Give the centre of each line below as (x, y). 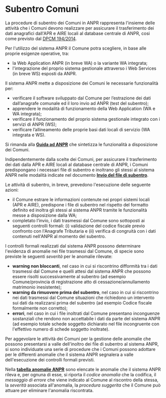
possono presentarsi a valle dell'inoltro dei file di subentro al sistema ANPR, (82, 344)
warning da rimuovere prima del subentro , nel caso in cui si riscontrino (85, 292)
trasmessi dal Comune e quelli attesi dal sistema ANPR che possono (82, 271)
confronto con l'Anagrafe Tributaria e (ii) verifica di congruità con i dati (84, 231)
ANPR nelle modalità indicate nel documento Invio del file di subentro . (77, 175)
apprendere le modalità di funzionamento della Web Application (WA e (84, 108)
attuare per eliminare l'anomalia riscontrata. (49, 390)
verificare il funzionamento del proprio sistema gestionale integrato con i (86, 119)
